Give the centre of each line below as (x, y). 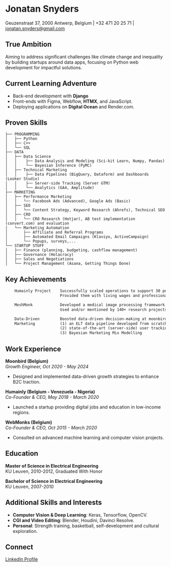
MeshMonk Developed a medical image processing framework (90, 305)
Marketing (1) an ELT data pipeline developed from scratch (91, 323)
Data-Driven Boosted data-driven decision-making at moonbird (91, 319)
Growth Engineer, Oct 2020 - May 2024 (47, 367)
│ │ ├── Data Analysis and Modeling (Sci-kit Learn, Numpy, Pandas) (85, 161)
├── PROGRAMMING (22, 134)
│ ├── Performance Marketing (38, 197)
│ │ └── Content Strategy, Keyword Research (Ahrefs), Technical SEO (85, 210)
